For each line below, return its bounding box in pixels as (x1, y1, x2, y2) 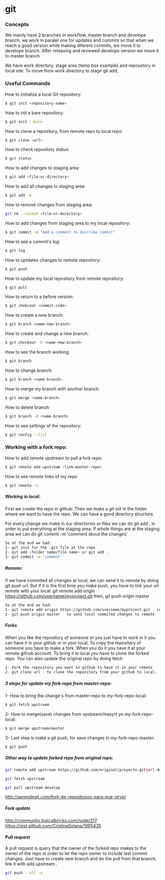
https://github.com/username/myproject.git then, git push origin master (5, 593, 150, 599)
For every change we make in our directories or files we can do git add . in (5, 520, 156, 527)
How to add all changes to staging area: (5, 183, 86, 189)
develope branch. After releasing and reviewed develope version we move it (5, 48, 159, 54)
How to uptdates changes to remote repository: (5, 257, 101, 263)
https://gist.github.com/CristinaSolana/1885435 (5, 823, 102, 829)
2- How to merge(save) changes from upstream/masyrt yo (5, 711, 124, 717)
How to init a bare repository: (5, 110, 64, 116)
